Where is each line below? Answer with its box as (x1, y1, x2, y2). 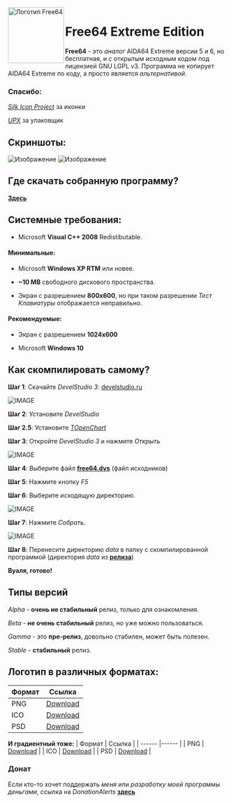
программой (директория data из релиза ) (8, 553, 134, 561)
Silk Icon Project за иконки (8, 103, 86, 111)
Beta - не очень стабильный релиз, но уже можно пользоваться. (8, 618, 204, 627)
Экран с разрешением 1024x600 (17, 330, 118, 339)
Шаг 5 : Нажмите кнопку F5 (8, 477, 89, 485)
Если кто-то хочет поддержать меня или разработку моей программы (8, 780, 221, 788)
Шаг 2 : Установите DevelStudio (8, 409, 100, 418)
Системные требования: (8, 214, 122, 226)
